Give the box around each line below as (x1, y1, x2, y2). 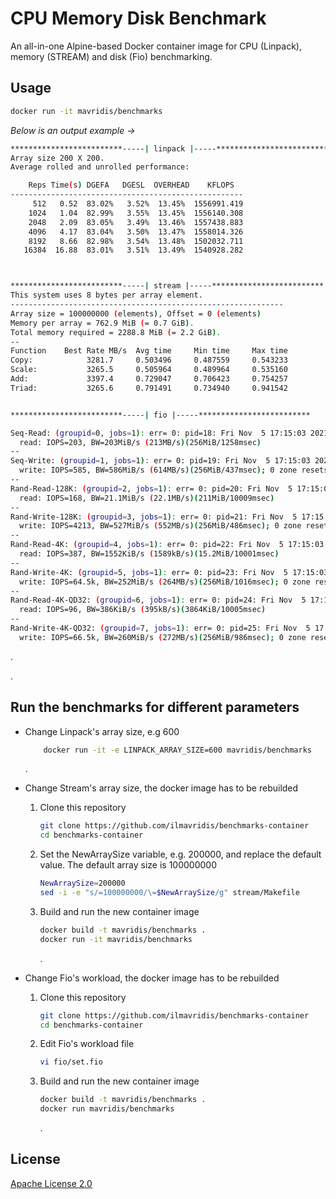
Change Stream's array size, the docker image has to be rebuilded (24, 782, 299, 794)
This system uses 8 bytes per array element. (10, 290, 203, 301)
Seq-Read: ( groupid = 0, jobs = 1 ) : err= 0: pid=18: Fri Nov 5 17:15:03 (10, 428, 307, 438)
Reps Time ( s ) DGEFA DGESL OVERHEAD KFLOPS (28, 180, 235, 191)
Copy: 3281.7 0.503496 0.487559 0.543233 (10, 355, 288, 366)
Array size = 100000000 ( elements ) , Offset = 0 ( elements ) (10, 308, 262, 319)
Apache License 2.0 (10, 1177, 93, 1189)
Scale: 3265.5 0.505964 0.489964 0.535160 (10, 365, 288, 375)
